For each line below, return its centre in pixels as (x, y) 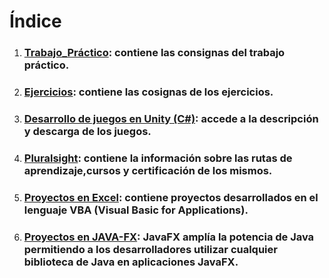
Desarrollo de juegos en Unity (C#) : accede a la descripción (171, 118)
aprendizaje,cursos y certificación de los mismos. (148, 170)
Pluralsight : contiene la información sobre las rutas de (158, 158)
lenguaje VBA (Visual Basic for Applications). (136, 210)
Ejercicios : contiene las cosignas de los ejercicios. (148, 92)
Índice (35, 21)
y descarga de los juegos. (87, 131)
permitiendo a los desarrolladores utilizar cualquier (150, 249)
